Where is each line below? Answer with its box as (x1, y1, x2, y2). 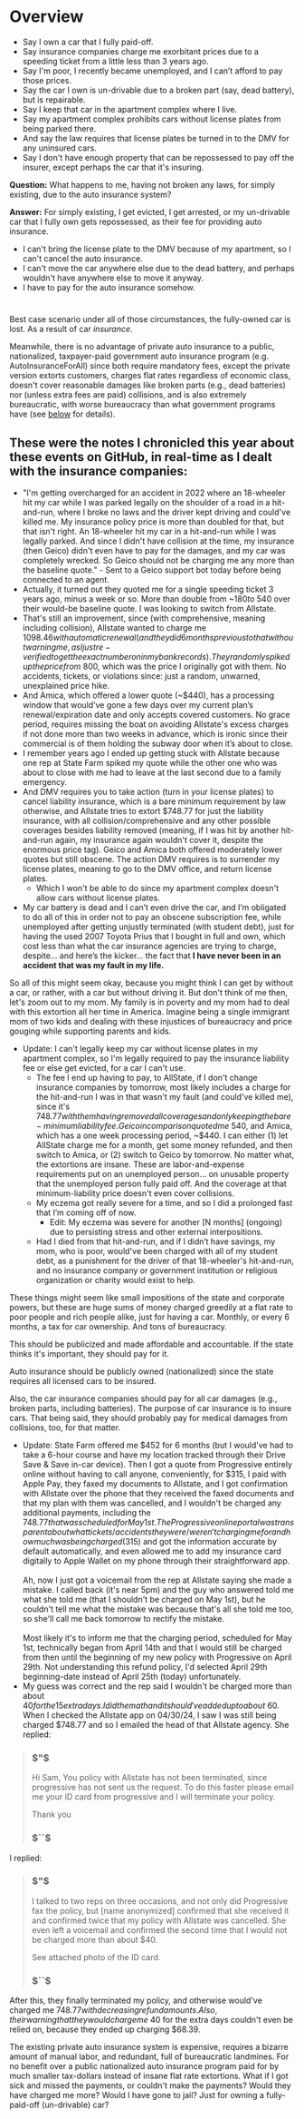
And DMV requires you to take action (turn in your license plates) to (22, 786, 274, 797)
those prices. (22, 74, 72, 85)
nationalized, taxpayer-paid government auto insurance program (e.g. (9, 351, 270, 362)
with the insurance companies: (9, 463, 188, 478)
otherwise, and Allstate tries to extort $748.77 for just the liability (22, 805, 264, 816)
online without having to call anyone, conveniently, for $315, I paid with (22, 1468, 287, 1479)
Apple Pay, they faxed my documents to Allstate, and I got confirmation (22, 1477, 288, 1489)
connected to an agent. (22, 574, 110, 584)
